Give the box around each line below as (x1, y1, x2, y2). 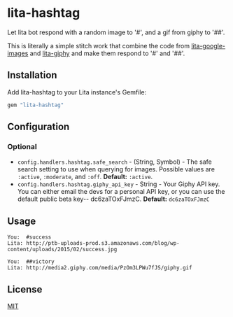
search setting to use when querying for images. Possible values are (17, 165, 216, 174)
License (7, 283, 43, 295)
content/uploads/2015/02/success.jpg (7, 246, 118, 253)
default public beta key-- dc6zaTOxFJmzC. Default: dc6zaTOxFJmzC (17, 195, 210, 204)
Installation (7, 69, 57, 81)
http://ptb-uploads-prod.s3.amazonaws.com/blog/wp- (25, 240, 180, 247)
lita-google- (191, 41, 226, 50)
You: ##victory (7, 258, 55, 265)
